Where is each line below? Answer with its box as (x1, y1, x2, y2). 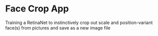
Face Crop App (5, 3, 69, 14)
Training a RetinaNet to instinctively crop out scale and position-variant (5, 19, 153, 25)
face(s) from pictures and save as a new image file (5, 24, 111, 30)
